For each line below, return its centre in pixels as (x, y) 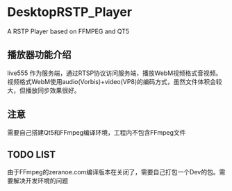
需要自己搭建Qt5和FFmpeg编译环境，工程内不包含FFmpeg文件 (97, 132)
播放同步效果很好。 (53, 90)
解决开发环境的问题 (40, 181)
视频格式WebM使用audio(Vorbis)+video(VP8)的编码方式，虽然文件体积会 (112, 81)
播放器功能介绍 (39, 55)
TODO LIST (32, 155)
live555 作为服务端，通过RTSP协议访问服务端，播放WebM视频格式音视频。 (115, 73)
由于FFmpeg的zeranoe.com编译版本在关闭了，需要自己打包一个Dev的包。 (113, 172)
